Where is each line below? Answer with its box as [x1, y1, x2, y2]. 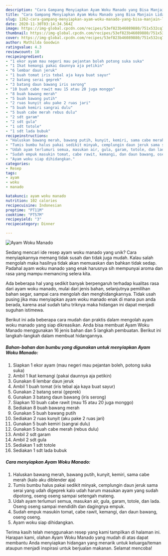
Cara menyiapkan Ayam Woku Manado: [5, 459, 91, 465]
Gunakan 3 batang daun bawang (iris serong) [12, 394, 107, 400]
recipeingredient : [5, 54, 44, 59]
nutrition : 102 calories [5, 198, 57, 203]
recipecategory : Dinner [5, 222, 55, 227]
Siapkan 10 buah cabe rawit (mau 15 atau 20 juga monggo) [12, 399, 134, 405]
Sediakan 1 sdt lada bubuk [12, 447, 67, 453]
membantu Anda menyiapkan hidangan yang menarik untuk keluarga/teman [5, 539, 162, 545]
